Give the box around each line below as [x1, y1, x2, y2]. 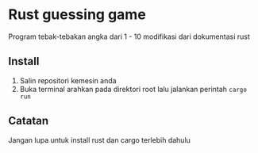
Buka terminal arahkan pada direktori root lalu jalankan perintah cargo [19, 84, 248, 94]
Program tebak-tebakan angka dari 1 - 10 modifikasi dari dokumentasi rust [8, 32, 250, 41]
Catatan [8, 114, 49, 128]
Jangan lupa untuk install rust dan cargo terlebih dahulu [8, 135, 191, 144]
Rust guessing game [8, 6, 147, 24]
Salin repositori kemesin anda [19, 75, 117, 85]
